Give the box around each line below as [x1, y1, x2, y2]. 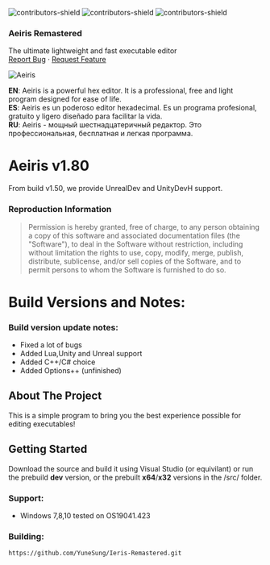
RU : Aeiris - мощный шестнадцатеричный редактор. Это [8, 120, 202, 130]
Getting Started [8, 442, 88, 456]
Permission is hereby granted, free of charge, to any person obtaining [27, 222, 260, 231]
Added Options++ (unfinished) [19, 366, 123, 376]
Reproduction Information [8, 204, 112, 215]
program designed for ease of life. [8, 94, 123, 104]
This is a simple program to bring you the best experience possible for [8, 410, 242, 420]
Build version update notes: [8, 322, 118, 333]
